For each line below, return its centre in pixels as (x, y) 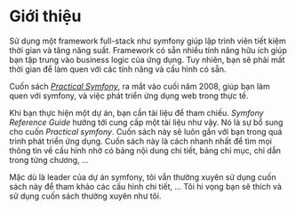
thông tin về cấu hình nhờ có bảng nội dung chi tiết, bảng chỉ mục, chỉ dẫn (145, 150)
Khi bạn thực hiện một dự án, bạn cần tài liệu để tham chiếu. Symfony (136, 113)
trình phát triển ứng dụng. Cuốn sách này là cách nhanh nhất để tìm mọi (141, 141)
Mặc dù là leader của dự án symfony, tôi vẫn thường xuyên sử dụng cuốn (143, 177)
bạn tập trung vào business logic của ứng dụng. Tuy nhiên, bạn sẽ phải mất (147, 59)
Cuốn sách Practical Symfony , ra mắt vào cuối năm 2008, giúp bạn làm (140, 86)
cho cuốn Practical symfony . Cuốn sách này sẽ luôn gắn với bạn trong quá (146, 131)
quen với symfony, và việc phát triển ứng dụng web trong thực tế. (129, 96)
